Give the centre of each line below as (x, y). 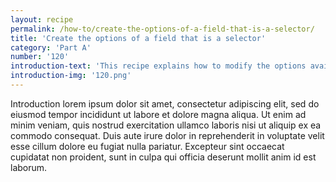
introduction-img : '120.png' (71, 76)
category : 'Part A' (51, 47)
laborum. (29, 167)
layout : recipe (42, 19)
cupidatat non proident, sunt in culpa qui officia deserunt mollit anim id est (163, 157)
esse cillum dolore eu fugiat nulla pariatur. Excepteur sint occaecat (147, 146)
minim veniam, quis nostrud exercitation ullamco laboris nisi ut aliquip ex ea (166, 125)
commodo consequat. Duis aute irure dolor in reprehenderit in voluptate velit (167, 135)
